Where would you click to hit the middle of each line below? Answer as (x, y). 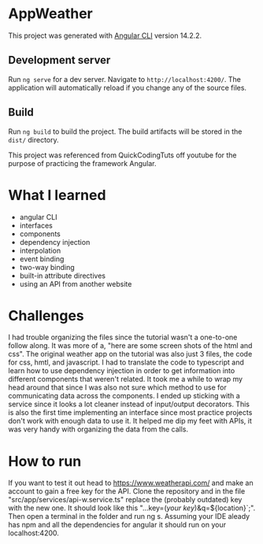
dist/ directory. (33, 139)
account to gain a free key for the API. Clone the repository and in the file (127, 491)
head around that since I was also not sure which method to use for (117, 387)
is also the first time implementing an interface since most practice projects (130, 413)
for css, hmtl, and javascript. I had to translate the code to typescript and (126, 362)
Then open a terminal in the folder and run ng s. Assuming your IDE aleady (129, 516)
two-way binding (47, 267)
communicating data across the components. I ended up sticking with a (124, 396)
